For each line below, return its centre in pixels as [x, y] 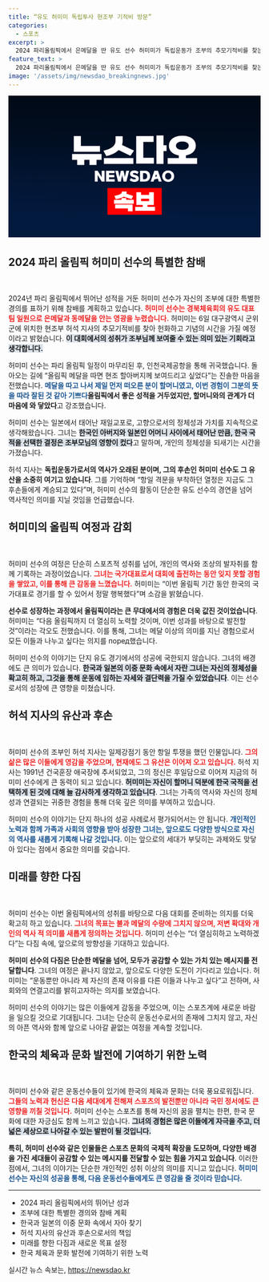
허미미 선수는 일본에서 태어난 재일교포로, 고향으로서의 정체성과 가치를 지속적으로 [133, 423]
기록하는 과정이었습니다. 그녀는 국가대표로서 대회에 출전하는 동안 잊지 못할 [131, 574]
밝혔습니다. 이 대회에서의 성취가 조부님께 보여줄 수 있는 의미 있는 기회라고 [142, 339]
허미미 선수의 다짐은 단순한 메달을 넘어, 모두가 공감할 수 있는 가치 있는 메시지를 [129, 960]
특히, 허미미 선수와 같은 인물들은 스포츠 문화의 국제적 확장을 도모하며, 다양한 [125, 1148]
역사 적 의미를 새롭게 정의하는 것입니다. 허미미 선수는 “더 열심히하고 [127, 933]
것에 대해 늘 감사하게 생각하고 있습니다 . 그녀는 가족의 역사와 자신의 [140, 792]
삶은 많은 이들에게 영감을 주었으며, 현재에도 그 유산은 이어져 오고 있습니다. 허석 [129, 762]
